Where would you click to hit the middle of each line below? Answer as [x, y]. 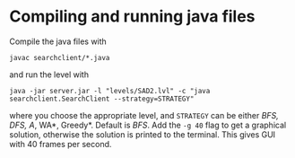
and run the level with [49, 75]
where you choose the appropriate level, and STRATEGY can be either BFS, [144, 115]
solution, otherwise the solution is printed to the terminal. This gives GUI [143, 134]
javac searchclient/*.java [60, 57]
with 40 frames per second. [61, 144]
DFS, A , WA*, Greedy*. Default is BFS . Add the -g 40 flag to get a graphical [148, 125]
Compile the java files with [58, 41]
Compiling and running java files [132, 17]
